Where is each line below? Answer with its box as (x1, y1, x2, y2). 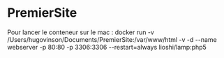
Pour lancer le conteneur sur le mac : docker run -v (7, 28, 155, 36)
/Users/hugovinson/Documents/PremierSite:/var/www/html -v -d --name (7, 35, 218, 43)
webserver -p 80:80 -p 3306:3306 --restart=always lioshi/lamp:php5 (7, 43, 207, 51)
